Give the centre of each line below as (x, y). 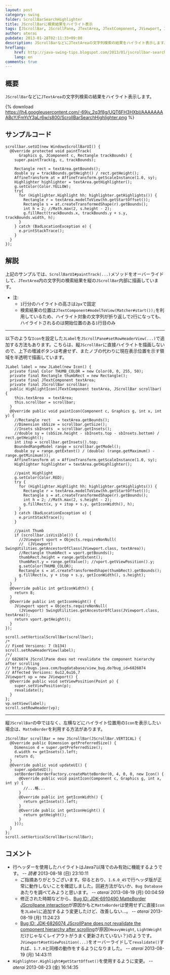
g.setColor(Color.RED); (39, 477)
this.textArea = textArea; (44, 398)
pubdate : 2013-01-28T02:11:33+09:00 (44, 38)
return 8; (25, 593)
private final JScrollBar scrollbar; (50, 384)
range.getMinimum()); (28, 455)
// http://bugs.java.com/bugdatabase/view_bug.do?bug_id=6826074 (75, 668)
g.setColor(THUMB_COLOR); (46, 566)
